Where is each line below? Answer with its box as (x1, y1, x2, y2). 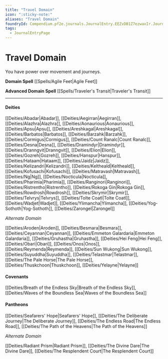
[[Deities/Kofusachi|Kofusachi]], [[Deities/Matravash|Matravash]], (5, 168, 141, 174)
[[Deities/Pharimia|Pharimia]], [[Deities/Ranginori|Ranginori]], (5, 179, 131, 185)
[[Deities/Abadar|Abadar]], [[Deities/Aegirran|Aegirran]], (5, 115, 121, 121)
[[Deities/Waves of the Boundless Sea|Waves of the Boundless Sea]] (5, 290, 147, 296)
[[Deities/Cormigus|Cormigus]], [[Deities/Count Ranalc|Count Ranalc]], (5, 136, 151, 142)
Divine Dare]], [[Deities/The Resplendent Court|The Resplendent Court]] (5, 348, 154, 354)
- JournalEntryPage (9, 30, 50, 35)
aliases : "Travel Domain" (5, 16, 59, 21)
